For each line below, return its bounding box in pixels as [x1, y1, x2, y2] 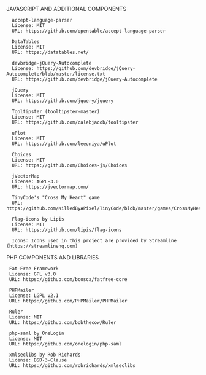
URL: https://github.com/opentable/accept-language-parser [12, 28, 166, 34]
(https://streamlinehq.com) [6, 243, 78, 249]
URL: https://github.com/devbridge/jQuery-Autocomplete [12, 76, 158, 82]
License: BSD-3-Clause [9, 357, 67, 363]
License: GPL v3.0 [9, 271, 56, 277]
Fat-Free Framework [9, 266, 59, 272]
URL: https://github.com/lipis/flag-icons [12, 227, 122, 233]
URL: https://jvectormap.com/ [12, 184, 89, 190]
